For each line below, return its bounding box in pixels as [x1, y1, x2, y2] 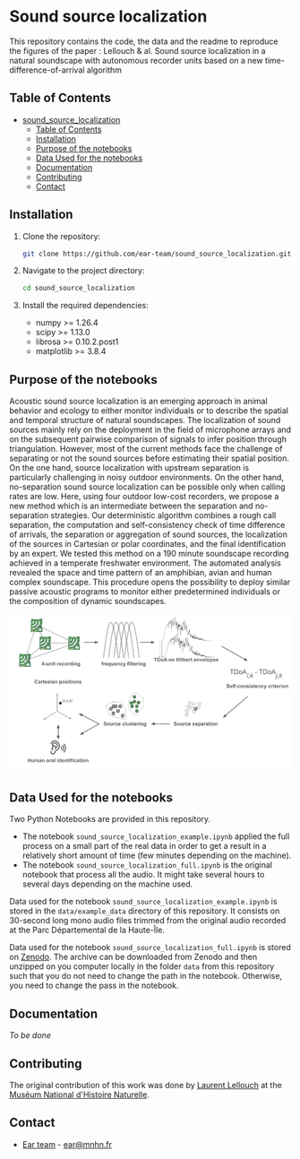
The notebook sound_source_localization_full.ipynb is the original [21, 860, 273, 870]
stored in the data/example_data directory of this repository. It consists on [9, 905, 280, 916]
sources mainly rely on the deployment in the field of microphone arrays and [9, 424, 292, 436]
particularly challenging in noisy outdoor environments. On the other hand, [9, 472, 285, 483]
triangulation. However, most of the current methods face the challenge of [9, 444, 283, 454]
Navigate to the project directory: [21, 265, 145, 276]
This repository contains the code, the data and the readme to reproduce [9, 36, 279, 47]
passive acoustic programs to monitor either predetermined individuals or [9, 586, 280, 597]
